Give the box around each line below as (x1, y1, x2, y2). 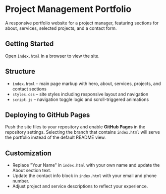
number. (12, 178, 30, 184)
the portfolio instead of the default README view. (5, 134, 106, 140)
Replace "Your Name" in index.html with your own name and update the (12, 162, 160, 168)
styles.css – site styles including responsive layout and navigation (12, 91, 149, 97)
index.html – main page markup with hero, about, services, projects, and (12, 81, 161, 87)
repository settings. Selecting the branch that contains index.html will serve (5, 129, 160, 135)
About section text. (12, 168, 52, 174)
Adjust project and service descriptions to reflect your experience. (12, 183, 148, 190)
